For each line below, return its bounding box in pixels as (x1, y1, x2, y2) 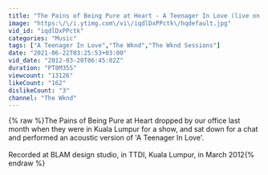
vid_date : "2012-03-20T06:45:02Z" (8, 57, 124, 65)
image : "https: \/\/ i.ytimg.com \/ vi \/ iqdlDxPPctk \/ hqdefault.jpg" (8, 19, 231, 27)
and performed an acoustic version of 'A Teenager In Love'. (8, 133, 205, 143)
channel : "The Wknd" (8, 94, 78, 102)
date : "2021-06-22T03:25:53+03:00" (8, 49, 128, 57)
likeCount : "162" (8, 79, 67, 87)
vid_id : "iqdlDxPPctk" (8, 26, 84, 35)
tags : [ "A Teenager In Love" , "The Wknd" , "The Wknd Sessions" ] (8, 42, 221, 50)
